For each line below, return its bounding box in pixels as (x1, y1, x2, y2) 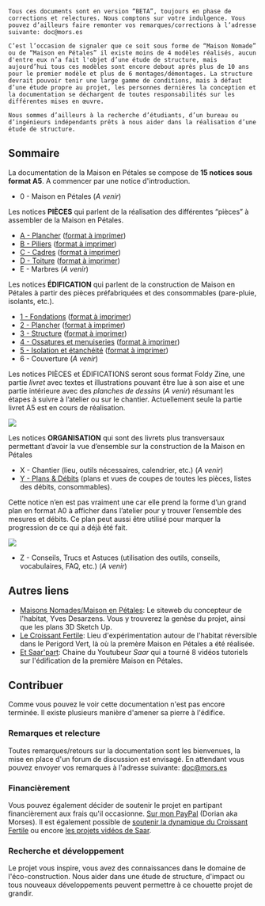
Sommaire (8, 147, 60, 160)
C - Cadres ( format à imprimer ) (19, 247, 121, 257)
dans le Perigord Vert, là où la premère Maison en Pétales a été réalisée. (19, 638, 256, 649)
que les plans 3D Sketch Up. (19, 622, 112, 631)
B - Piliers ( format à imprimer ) (19, 238, 117, 249)
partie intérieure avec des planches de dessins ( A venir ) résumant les (8, 386, 235, 395)
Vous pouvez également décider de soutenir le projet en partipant (8, 801, 223, 810)
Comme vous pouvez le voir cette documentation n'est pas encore (8, 699, 225, 709)
